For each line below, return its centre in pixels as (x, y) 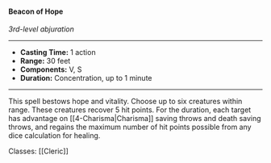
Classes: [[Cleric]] (38, 151)
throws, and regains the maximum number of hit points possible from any (130, 127)
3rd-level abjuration (42, 29)
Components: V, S (51, 69)
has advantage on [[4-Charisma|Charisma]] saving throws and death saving (135, 119)
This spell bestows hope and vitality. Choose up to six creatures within (125, 102)
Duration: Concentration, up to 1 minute (86, 78)
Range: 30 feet (45, 61)
